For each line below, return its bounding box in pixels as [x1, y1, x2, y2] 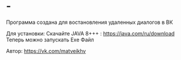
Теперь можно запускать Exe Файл [6, 36, 94, 43]
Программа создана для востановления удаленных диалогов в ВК [6, 19, 173, 26]
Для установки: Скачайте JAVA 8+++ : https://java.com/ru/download [6, 30, 175, 37]
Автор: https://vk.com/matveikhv [6, 47, 86, 54]
